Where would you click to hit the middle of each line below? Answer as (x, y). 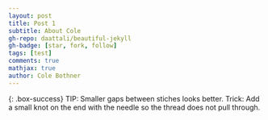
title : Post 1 (32, 23)
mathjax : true (32, 68)
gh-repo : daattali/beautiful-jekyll (70, 38)
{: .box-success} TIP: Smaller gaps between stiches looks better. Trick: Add (134, 98)
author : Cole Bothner (45, 76)
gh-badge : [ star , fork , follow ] (63, 46)
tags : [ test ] (30, 53)
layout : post (30, 16)
